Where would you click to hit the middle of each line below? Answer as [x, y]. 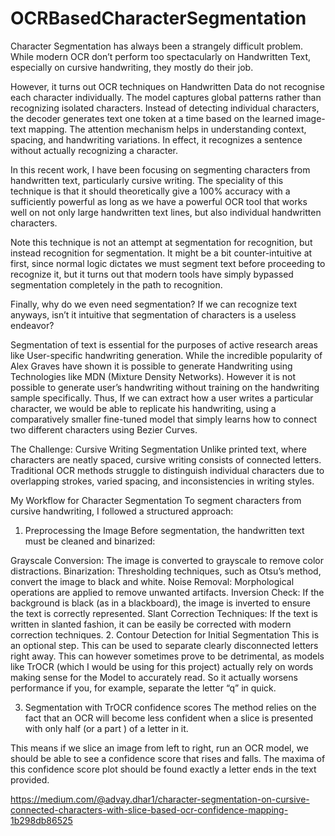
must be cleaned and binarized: [90, 541]
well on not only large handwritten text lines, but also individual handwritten [166, 212]
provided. [30, 779]
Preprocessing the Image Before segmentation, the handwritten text [164, 530]
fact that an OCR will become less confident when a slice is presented [169, 718]
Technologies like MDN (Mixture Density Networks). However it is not [153, 376]
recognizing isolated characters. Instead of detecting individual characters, [165, 108]
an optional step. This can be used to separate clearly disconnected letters [164, 645]
